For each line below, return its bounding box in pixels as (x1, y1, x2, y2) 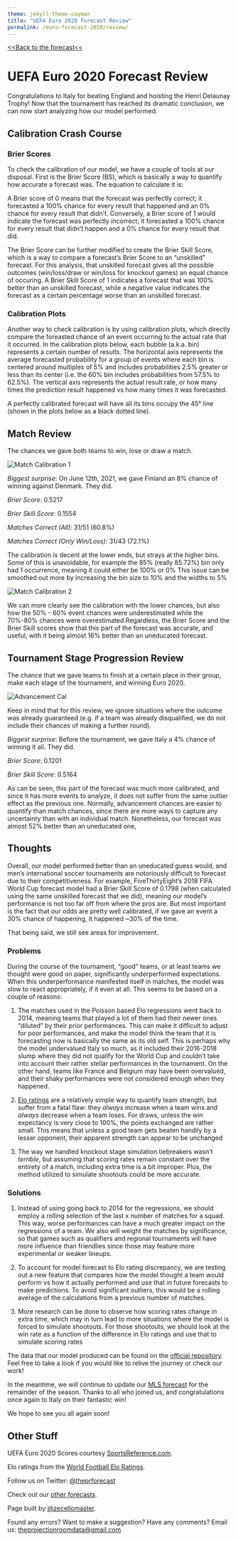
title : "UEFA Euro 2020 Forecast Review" (7, 17, 132, 24)
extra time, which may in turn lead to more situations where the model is (17, 1315, 229, 1324)
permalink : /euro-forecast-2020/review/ (7, 24, 129, 31)
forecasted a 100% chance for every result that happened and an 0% (7, 202, 210, 210)
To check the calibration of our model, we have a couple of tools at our (7, 165, 215, 173)
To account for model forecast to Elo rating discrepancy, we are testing (17, 1263, 226, 1272)
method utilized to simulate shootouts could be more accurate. (17, 1170, 201, 1179)
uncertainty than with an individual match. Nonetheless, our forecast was (7, 814, 222, 823)
